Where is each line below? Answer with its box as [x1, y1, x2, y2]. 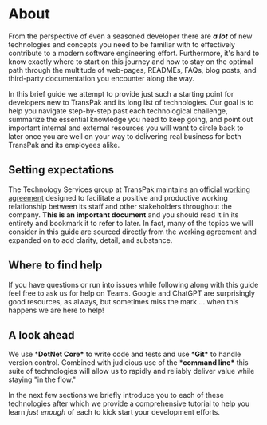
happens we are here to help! [8, 305, 105, 315]
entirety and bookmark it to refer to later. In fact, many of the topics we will [8, 218, 253, 228]
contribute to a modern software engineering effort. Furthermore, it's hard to [8, 48, 260, 58]
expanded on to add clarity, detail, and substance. [8, 235, 173, 244]
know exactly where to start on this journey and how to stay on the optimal [8, 57, 253, 66]
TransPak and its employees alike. [8, 140, 120, 149]
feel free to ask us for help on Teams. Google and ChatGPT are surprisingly [8, 288, 255, 298]
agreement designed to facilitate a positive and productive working [8, 193, 229, 202]
